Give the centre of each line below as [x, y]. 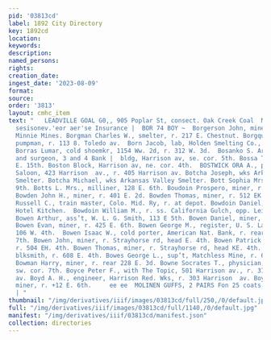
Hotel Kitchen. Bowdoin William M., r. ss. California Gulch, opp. [133, 210]
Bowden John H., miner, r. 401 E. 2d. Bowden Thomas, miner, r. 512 [133, 195]
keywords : [25, 46]
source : [21, 98]
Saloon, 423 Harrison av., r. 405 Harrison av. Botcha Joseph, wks [133, 173]
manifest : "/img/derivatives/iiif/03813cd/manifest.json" [108, 315]
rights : [21, 68]
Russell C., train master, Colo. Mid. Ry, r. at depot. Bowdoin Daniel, [140, 203]
